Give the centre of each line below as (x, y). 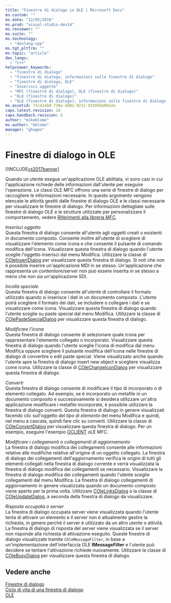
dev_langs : (17, 58)
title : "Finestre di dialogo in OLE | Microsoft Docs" (65, 10)
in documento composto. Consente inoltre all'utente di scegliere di (76, 238)
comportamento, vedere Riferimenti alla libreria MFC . (61, 217)
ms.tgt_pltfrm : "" (25, 48)
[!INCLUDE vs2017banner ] (33, 169)
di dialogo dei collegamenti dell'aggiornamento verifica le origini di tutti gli (83, 459)
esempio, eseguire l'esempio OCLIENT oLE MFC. (57, 432)
